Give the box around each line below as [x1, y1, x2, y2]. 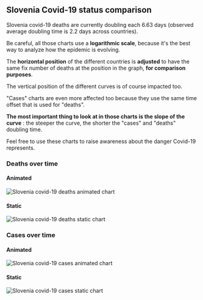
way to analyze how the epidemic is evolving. [6, 46, 121, 53]
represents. [6, 144, 35, 152]
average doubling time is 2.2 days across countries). [6, 27, 138, 35]
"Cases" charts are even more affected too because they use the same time [6, 94, 197, 101]
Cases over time [6, 231, 56, 240]
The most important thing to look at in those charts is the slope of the [6, 112, 185, 120]
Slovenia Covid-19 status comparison [6, 5, 152, 15]
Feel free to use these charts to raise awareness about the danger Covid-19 [6, 137, 196, 145]
